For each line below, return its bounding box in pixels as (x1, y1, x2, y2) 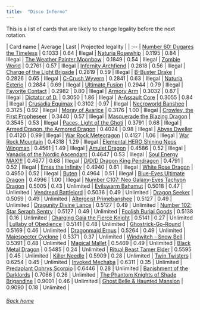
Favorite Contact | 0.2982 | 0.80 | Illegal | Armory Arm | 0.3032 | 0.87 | (6, 87, 179, 94)
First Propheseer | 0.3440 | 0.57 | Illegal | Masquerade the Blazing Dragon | (6, 113, 191, 120)
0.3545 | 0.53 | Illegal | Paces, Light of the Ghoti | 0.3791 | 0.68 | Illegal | (6, 119, 182, 126)
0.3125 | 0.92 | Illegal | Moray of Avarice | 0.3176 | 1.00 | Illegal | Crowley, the (6, 106, 193, 113)
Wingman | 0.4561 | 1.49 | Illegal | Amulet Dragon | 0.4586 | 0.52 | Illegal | (6, 144, 186, 151)
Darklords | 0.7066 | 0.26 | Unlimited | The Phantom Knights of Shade (6, 271, 177, 278)
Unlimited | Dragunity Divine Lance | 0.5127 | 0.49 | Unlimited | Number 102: (6, 201, 192, 209)
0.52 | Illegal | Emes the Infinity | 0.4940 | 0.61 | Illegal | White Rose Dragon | (6, 163, 193, 170)
